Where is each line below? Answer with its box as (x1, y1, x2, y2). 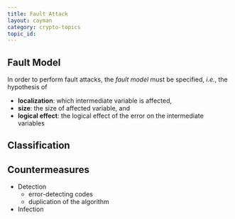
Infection (17, 205, 44, 213)
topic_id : (7, 30, 37, 38)
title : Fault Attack (7, 10, 69, 18)
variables (17, 119, 45, 128)
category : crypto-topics (7, 23, 81, 30)
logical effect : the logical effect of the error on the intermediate (17, 111, 204, 120)
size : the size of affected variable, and (17, 104, 131, 113)
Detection (17, 182, 47, 191)
